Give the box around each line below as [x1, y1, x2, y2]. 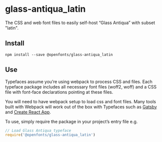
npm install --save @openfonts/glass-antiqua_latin [5, 52, 113, 57]
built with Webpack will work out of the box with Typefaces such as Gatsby [5, 104, 157, 110]
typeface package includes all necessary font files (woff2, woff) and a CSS [5, 84, 157, 89]
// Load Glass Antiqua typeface [5, 128, 71, 133]
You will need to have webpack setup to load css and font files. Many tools [5, 98, 156, 104]
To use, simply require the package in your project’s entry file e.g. [5, 118, 138, 124]
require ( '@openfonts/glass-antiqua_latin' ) [5, 133, 96, 138]
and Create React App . [5, 109, 51, 115]
